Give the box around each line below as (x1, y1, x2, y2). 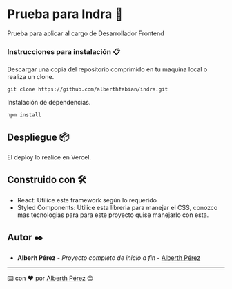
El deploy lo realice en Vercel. (7, 153, 92, 161)
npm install (7, 112, 41, 119)
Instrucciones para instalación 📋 (7, 46, 121, 56)
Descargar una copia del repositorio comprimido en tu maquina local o (7, 65, 208, 73)
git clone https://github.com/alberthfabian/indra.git (7, 86, 168, 93)
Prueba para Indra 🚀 (7, 6, 123, 22)
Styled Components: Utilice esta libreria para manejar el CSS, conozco (17, 203, 218, 211)
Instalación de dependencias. (7, 98, 91, 107)
